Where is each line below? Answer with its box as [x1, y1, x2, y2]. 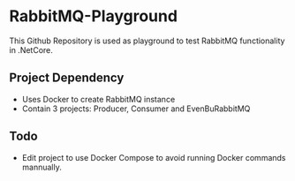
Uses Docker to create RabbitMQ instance [21, 94, 176, 104]
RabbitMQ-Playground [9, 6, 178, 26]
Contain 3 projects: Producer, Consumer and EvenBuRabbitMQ [21, 103, 251, 114]
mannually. [21, 162, 62, 172]
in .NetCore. [9, 44, 53, 55]
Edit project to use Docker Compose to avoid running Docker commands [21, 152, 286, 162]
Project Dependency [9, 71, 125, 86]
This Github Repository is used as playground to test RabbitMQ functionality [9, 35, 285, 46]
